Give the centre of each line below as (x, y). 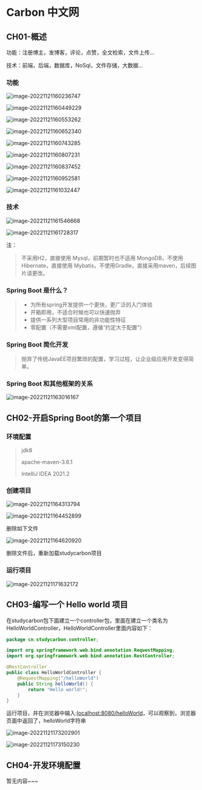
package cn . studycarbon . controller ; (52, 640)
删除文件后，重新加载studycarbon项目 (54, 553)
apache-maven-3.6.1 (47, 462)
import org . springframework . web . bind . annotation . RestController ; (90, 656)
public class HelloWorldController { (54, 673)
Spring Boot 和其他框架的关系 (50, 384)
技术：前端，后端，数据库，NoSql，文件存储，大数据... (75, 65)
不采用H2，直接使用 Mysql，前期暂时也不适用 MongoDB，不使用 (102, 258)
